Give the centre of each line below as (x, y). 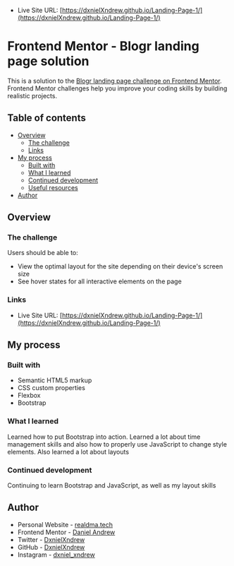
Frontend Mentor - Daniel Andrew (66, 532)
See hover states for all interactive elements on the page (99, 281)
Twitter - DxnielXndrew (51, 539)
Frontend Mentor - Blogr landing (103, 46)
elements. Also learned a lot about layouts (68, 452)
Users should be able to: (43, 253)
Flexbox (29, 396)
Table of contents (47, 118)
